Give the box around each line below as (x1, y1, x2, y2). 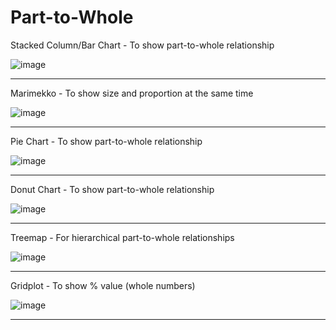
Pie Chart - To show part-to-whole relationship (10, 135, 203, 147)
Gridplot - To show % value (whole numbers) (10, 279, 196, 291)
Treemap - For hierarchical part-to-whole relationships (10, 231, 235, 243)
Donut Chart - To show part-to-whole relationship (10, 183, 215, 195)
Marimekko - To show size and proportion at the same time (10, 87, 254, 99)
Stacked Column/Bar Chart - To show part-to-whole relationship (10, 39, 275, 51)
